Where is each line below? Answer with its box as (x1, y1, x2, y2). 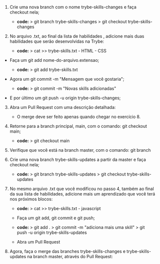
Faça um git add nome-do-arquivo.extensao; (9, 57, 99, 63)
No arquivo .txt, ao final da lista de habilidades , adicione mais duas (9, 34, 144, 39)
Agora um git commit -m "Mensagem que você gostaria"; (9, 76, 125, 82)
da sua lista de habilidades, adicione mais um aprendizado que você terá (9, 191, 155, 196)
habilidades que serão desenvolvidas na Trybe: (9, 38, 104, 44)
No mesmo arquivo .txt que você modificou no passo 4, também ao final (9, 186, 154, 192)
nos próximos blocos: (9, 196, 53, 202)
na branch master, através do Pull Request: (27, 254, 113, 259)
